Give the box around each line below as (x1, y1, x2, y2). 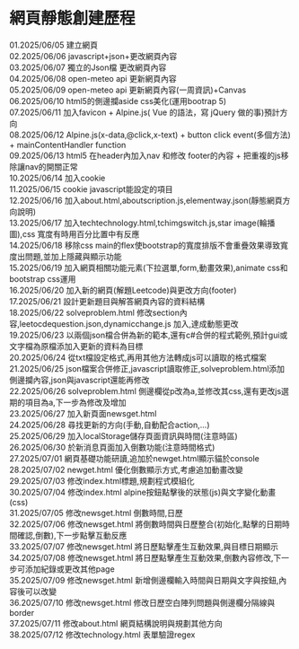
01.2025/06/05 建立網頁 (9, 39, 99, 50)
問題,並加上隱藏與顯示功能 (24, 250, 123, 261)
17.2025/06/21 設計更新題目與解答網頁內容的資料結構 (9, 295, 205, 306)
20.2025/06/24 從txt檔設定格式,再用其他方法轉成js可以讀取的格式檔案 (9, 352, 268, 363)
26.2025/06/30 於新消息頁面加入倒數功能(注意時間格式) (9, 442, 215, 452)
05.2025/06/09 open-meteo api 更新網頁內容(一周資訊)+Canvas (9, 84, 247, 95)
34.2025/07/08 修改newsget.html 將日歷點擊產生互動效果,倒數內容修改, (9, 552, 274, 563)
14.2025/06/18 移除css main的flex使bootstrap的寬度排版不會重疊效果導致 (9, 240, 281, 250)
